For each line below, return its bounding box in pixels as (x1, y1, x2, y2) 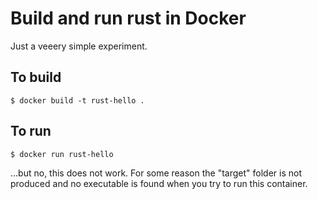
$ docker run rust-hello (10, 149, 114, 159)
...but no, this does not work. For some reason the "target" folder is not (10, 167, 302, 179)
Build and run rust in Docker (10, 7, 247, 30)
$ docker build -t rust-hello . (10, 95, 145, 106)
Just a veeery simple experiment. (10, 40, 148, 52)
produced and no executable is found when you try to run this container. (10, 177, 308, 189)
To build (10, 69, 62, 86)
